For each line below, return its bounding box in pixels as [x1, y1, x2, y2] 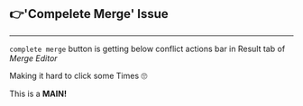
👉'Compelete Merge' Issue [9, 6, 169, 22]
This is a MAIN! [9, 88, 68, 99]
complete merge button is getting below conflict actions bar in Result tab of [9, 43, 286, 54]
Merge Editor [9, 52, 58, 64]
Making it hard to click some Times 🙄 [9, 70, 148, 81]
